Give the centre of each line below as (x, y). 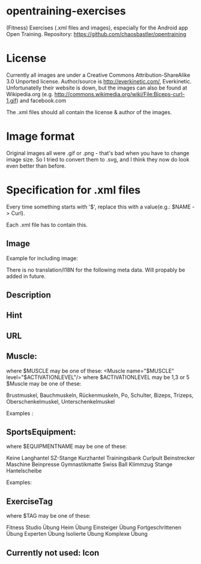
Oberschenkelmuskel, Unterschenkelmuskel (61, 401)
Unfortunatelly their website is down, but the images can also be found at (97, 88)
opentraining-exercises (66, 11)
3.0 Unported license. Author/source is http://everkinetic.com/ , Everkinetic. (99, 81)
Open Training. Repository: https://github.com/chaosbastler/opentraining (96, 34)
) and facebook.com (41, 100)
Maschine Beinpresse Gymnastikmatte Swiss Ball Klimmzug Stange (89, 464)
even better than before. (36, 166)
